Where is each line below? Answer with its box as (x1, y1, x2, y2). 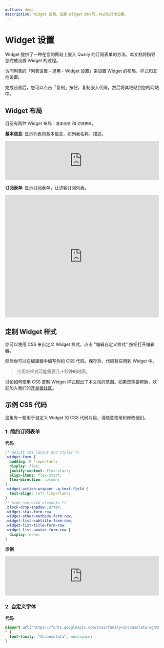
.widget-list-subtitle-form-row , (5, 518, 73, 523)
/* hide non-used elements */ (5, 500, 67, 505)
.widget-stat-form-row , (5, 509, 54, 514)
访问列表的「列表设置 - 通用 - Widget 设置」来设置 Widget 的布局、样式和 (5, 68, 153, 74)
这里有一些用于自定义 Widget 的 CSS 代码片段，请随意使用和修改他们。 (5, 415, 149, 420)
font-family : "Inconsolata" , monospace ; (9, 634, 93, 639)
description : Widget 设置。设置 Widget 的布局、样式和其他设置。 (5, 12, 128, 17)
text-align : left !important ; (9, 491, 71, 496)
